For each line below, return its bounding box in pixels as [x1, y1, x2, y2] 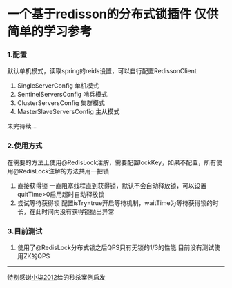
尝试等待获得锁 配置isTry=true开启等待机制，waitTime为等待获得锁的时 [17, 198, 219, 207]
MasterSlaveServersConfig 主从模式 [17, 108, 120, 116]
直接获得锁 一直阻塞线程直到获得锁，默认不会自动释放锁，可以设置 [17, 181, 207, 190]
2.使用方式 [7, 141, 43, 151]
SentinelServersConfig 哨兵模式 [17, 90, 108, 99]
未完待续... [7, 122, 37, 131]
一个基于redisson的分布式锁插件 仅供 [7, 6, 219, 22]
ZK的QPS [23, 252, 50, 260]
